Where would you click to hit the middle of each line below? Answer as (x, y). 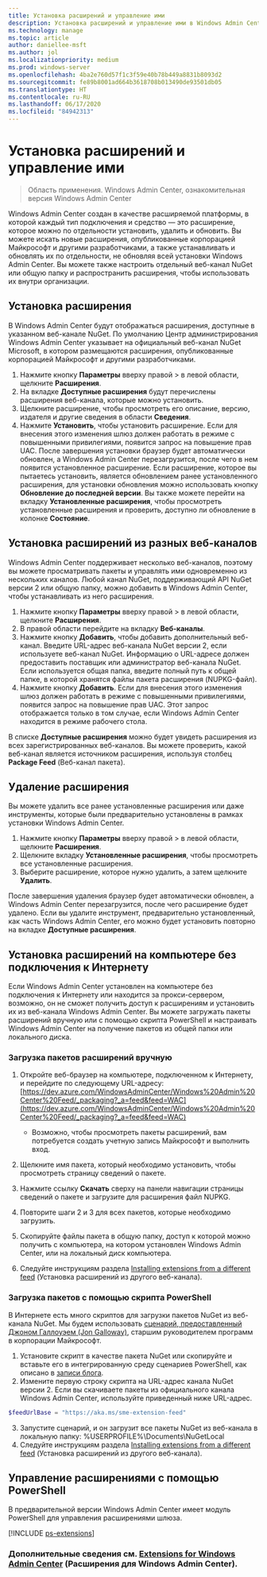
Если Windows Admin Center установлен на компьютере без (110, 986)
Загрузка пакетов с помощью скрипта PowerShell (110, 1298)
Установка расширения (70, 306)
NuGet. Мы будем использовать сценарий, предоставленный (138, 1323)
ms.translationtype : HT (48, 89)
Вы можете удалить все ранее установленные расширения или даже (126, 806)
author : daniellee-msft (48, 45)
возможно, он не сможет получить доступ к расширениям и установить (132, 1003)
